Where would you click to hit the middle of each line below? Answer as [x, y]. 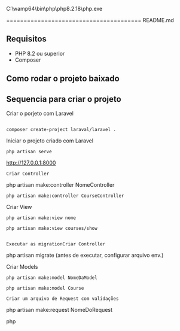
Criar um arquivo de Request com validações [62, 299]
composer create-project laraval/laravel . [61, 130]
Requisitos [26, 39]
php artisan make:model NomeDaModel [52, 278]
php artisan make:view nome [41, 218]
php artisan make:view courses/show [52, 229]
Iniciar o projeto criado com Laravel [50, 141]
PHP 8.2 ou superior [40, 53]
